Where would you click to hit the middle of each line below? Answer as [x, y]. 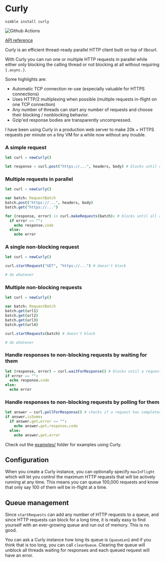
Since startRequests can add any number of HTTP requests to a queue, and [82, 515]
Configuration [27, 460]
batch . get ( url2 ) [22, 316]
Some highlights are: [26, 79]
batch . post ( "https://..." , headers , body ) [49, 203]
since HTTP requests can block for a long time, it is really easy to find [75, 520]
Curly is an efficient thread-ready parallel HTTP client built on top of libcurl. [81, 50]
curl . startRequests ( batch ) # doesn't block [50, 334]
